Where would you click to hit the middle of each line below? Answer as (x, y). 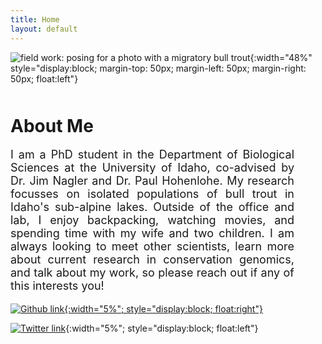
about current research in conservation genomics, (152, 259)
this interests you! (57, 286)
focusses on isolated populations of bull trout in (152, 194)
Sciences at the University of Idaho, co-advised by (152, 168)
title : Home (35, 19)
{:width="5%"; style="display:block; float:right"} (163, 309)
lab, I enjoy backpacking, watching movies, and (152, 220)
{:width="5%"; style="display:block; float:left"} (162, 328)
